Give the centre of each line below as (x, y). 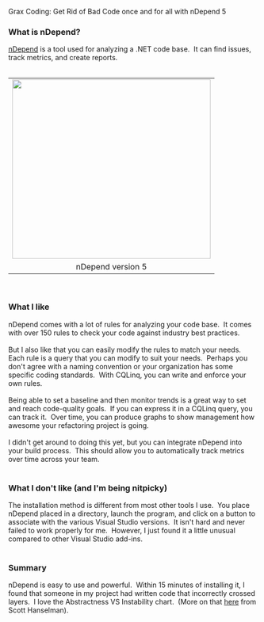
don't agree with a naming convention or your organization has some (121, 366)
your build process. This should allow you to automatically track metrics (126, 450)
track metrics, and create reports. (63, 58)
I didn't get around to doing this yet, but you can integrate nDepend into (125, 442)
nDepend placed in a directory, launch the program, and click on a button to (132, 513)
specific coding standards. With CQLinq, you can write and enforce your (127, 375)
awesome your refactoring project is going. (78, 425)
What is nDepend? (44, 32)
